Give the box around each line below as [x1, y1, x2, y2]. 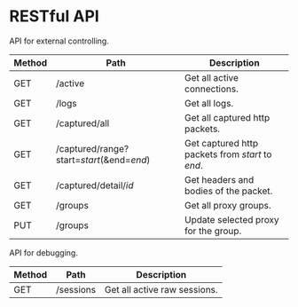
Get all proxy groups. [184, 199, 272, 211]
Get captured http [184, 137, 259, 149]
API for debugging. [9, 247, 78, 258]
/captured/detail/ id [56, 179, 135, 192]
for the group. [184, 224, 242, 237]
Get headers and [184, 173, 255, 185]
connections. [184, 83, 239, 95]
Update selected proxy [184, 213, 279, 225]
